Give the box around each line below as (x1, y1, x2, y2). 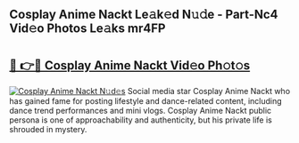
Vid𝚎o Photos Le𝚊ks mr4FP (9, 21, 166, 36)
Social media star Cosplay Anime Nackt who (127, 86, 291, 96)
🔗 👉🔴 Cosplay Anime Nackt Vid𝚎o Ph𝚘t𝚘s (9, 58, 251, 73)
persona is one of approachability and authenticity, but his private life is (9, 115, 272, 125)
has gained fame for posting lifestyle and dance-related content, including (9, 96, 283, 106)
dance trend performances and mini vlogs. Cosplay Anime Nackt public (9, 106, 272, 115)
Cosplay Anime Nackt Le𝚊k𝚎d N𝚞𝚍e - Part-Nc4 (9, 7, 278, 22)
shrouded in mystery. (9, 124, 87, 134)
